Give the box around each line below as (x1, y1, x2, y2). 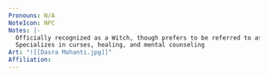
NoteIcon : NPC (8, 19, 56, 27)
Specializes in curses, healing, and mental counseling (15, 41, 205, 49)
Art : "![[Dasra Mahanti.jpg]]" (8, 48, 112, 56)
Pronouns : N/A (8, 11, 56, 20)
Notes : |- (8, 26, 41, 34)
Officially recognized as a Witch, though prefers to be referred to (15, 33, 251, 42)
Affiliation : (8, 56, 52, 64)
